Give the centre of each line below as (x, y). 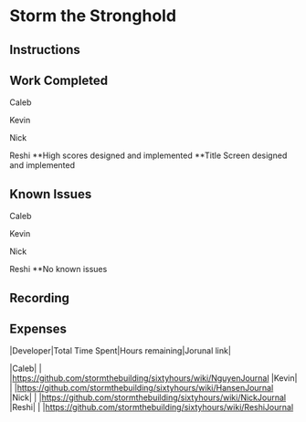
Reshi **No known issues (58, 269)
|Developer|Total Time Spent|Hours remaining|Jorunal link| (120, 351)
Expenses (38, 328)
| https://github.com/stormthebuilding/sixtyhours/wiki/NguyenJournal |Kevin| (153, 378)
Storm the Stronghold (93, 16)
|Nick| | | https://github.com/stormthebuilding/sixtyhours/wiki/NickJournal (148, 397)
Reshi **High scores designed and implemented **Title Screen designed (148, 155)
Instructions (45, 50)
